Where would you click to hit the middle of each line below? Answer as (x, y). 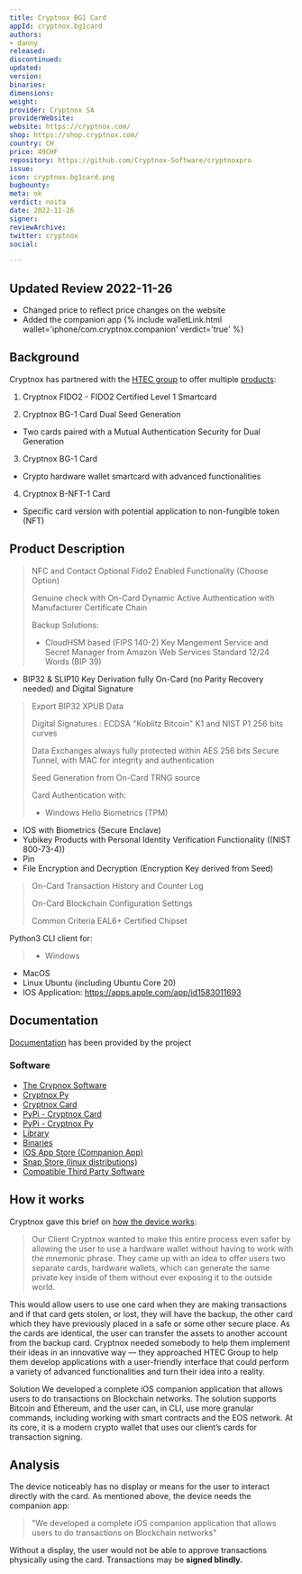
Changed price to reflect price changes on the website (124, 310)
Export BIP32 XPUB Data (78, 706)
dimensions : (32, 93)
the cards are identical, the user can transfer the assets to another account (148, 1333)
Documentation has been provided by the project (101, 1042)
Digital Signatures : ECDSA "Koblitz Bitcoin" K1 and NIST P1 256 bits (157, 723)
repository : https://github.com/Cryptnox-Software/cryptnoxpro (131, 160)
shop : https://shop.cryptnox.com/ (74, 135)
